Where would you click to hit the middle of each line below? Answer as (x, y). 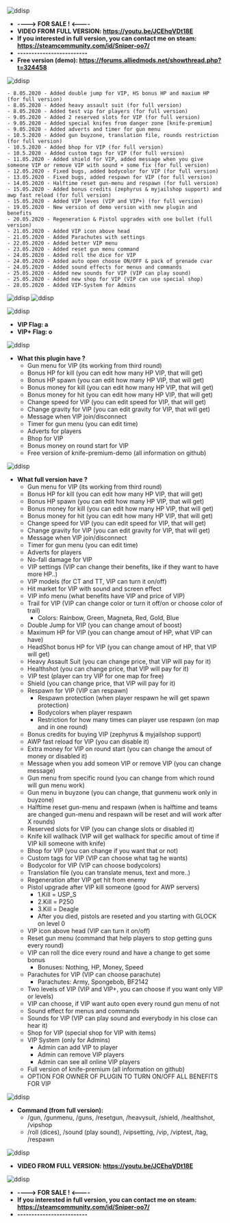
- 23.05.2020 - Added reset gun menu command (73, 249)
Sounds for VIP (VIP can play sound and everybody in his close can (122, 1018)
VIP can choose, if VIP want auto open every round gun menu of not (124, 1003)
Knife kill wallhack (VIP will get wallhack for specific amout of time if (123, 836)
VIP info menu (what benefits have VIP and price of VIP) (106, 596)
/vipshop (40, 1125)
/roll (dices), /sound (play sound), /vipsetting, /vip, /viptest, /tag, (117, 1132)
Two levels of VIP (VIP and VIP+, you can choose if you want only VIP (125, 989)
